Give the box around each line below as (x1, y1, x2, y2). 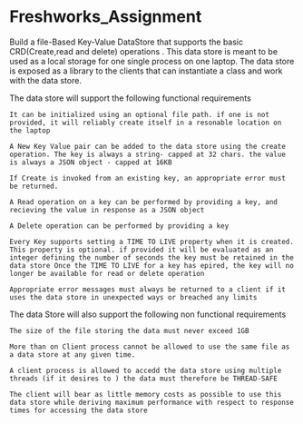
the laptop (9, 125, 51, 135)
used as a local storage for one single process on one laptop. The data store (9, 55, 295, 66)
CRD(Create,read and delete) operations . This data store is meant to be (9, 45, 279, 56)
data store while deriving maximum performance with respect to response (9, 398, 295, 407)
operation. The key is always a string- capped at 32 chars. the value (9, 150, 286, 159)
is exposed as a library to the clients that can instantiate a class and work (9, 65, 283, 76)
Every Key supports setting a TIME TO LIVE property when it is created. (9, 237, 295, 246)
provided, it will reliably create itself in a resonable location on (9, 118, 282, 127)
